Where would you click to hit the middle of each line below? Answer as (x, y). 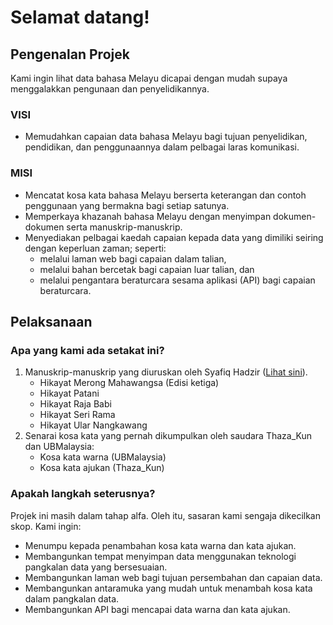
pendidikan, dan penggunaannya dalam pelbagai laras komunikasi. (162, 147)
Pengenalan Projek (70, 54)
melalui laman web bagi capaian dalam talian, (133, 258)
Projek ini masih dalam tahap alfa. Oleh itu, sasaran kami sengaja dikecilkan (165, 515)
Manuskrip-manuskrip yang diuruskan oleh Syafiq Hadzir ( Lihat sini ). (166, 372)
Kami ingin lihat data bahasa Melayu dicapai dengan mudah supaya (149, 78)
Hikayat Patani (69, 393)
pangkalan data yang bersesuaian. (96, 567)
